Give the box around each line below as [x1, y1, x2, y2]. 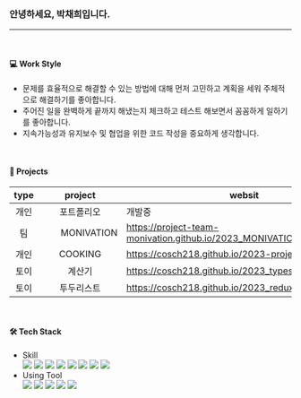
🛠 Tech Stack [9, 326, 62, 337]
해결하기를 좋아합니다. [39, 94, 116, 105]
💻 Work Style [9, 58, 62, 69]
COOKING [58, 247, 101, 260]
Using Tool [21, 369, 63, 380]
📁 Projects [9, 166, 48, 177]
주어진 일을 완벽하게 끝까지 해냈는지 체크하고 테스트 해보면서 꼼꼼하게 [21, 105, 264, 116]
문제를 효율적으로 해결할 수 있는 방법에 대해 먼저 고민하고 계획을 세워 [21, 82, 262, 93]
